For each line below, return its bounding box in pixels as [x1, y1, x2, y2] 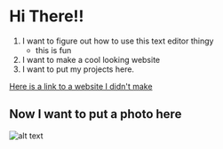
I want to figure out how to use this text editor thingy [21, 35, 214, 46]
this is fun [35, 44, 72, 55]
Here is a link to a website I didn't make [9, 81, 153, 91]
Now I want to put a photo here [9, 106, 182, 122]
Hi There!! [9, 6, 84, 27]
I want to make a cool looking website [21, 54, 161, 65]
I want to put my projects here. [21, 64, 135, 74]
